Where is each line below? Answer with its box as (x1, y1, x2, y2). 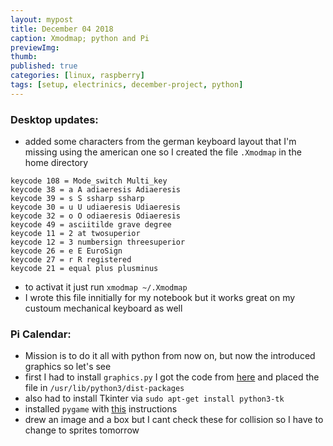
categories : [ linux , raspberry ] (10, 71, 145, 81)
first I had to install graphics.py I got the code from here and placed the (24, 371, 320, 383)
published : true (10, 61, 78, 71)
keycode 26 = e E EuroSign (10, 246, 123, 256)
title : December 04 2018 (10, 24, 114, 34)
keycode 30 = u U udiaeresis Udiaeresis (10, 202, 182, 213)
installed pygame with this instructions (24, 403, 178, 415)
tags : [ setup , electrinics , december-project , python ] (10, 80, 244, 90)
